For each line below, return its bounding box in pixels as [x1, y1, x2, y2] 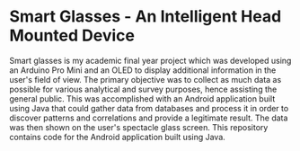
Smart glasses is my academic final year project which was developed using [9, 55, 292, 66]
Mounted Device [9, 25, 135, 46]
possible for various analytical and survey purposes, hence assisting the [9, 84, 278, 94]
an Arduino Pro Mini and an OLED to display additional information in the [9, 65, 277, 75]
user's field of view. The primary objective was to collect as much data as [9, 74, 282, 84]
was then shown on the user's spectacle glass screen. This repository [9, 121, 269, 132]
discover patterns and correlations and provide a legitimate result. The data [9, 112, 288, 123]
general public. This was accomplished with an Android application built [9, 93, 276, 104]
